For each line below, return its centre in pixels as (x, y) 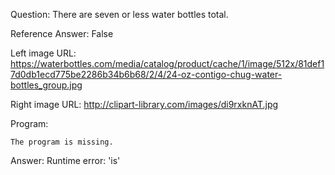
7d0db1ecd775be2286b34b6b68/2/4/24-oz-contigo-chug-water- (146, 74)
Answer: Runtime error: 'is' (65, 160)
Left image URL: (43, 53)
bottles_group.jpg (46, 85)
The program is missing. (62, 142)
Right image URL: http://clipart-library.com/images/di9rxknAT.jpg (144, 104)
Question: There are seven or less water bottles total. (119, 14)
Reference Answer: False (62, 33)
